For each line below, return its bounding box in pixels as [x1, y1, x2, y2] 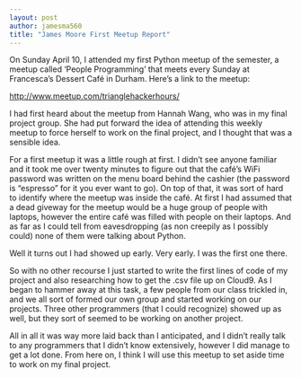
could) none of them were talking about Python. [9, 231, 186, 242]
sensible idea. [9, 136, 61, 148]
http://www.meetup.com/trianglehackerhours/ [9, 91, 180, 101]
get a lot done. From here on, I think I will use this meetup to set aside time [9, 349, 285, 360]
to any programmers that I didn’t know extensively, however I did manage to [9, 340, 290, 351]
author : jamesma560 [9, 22, 83, 31]
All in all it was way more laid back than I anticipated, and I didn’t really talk [9, 330, 286, 341]
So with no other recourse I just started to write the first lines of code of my [9, 266, 288, 277]
